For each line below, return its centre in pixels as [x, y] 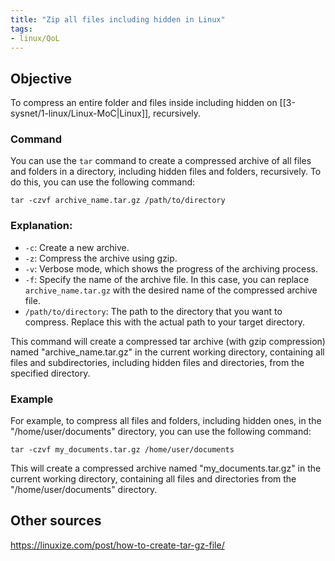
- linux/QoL [35, 38]
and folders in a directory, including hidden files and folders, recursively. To [166, 172]
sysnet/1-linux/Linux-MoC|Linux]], [81, 113]
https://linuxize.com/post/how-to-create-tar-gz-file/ [117, 545]
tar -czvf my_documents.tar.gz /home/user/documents [122, 450]
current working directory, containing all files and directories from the [153, 479]
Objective [41, 78]
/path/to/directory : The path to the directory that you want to [153, 311]
